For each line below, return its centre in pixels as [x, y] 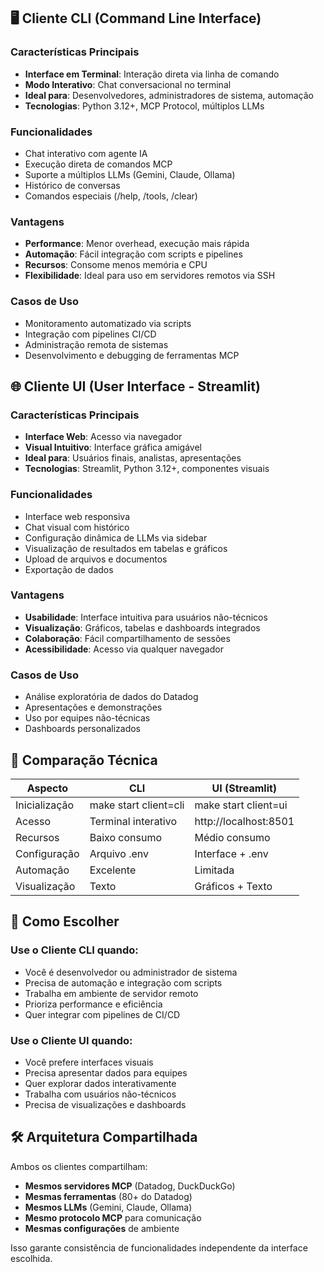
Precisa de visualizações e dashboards [105, 1104]
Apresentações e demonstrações [93, 707]
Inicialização [45, 805]
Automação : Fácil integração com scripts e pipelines [133, 254]
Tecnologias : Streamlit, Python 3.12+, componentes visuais [147, 469]
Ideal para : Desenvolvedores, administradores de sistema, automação [169, 95]
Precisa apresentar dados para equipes [106, 1072]
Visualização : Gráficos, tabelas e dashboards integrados [142, 627]
